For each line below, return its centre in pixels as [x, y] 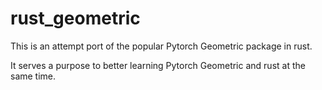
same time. [33, 76]
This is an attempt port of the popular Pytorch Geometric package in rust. [161, 46]
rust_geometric [75, 18]
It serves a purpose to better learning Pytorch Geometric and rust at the [158, 65]
